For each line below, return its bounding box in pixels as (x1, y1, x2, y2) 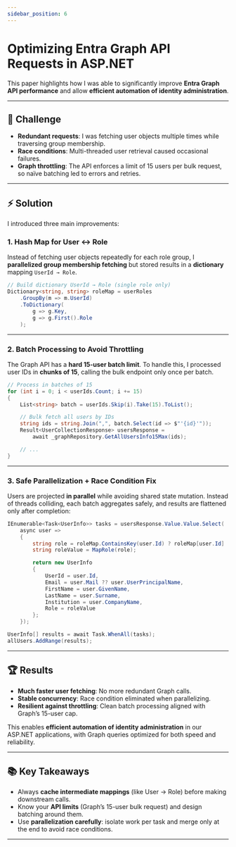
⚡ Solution (7, 197, 53, 209)
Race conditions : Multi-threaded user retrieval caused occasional (17, 147, 209, 156)
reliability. (7, 737, 35, 746)
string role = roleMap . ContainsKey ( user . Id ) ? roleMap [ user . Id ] (32, 540, 225, 547)
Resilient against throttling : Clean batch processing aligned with (17, 701, 206, 710)
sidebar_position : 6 (7, 10, 68, 18)
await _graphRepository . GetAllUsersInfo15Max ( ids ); (32, 434, 188, 441)
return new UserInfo (32, 559, 93, 567)
